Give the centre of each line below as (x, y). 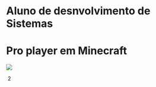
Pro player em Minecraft (67, 51)
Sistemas (30, 24)
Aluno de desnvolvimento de (78, 11)
